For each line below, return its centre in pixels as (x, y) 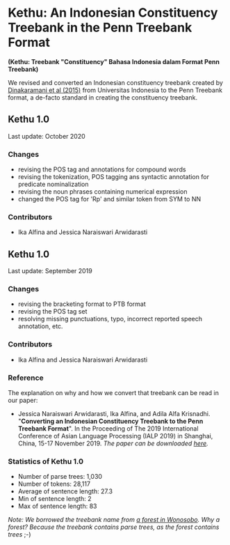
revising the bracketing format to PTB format (82, 304)
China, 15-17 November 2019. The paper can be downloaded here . (113, 443)
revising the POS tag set (52, 312)
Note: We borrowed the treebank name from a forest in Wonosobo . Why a (114, 520)
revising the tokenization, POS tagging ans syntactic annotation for (113, 177)
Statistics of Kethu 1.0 (46, 461)
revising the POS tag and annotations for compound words (102, 169)
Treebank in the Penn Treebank (100, 28)
